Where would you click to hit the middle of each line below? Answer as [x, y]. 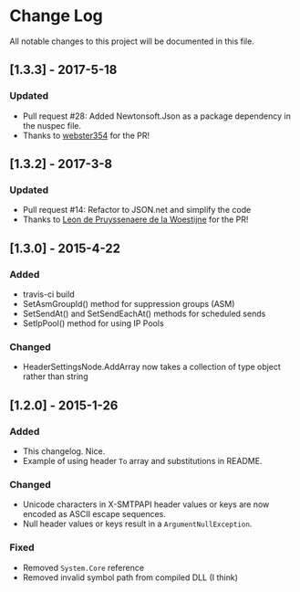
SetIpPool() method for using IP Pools [93, 323]
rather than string [55, 376]
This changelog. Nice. [64, 451]
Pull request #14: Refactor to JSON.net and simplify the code [137, 210]
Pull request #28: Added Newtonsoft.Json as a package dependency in [157, 116]
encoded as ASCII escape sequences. [94, 514]
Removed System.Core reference [83, 567]
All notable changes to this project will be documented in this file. [132, 41]
